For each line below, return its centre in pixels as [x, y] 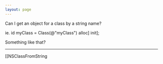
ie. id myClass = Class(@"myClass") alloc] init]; [52, 32]
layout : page [18, 9]
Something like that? [25, 42]
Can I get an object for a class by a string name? [53, 23]
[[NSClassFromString [26, 56]
